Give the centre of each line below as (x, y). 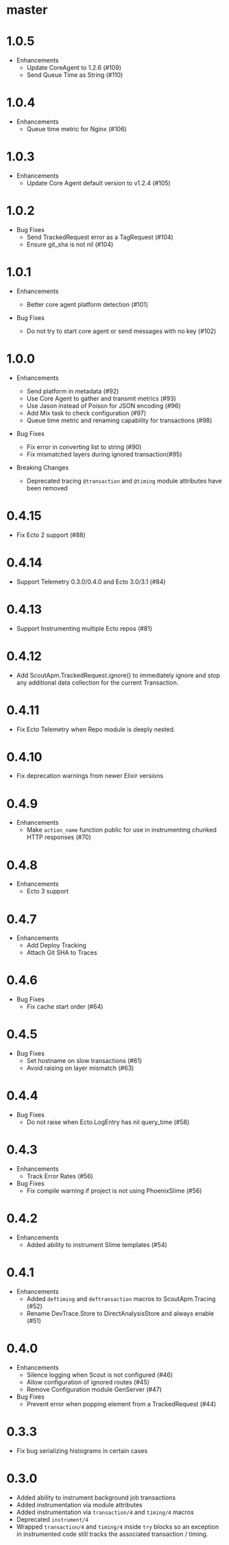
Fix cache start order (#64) (65, 1007)
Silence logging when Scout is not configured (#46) (99, 1375)
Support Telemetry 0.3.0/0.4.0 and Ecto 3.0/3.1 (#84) (91, 582)
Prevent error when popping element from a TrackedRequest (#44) (121, 1404)
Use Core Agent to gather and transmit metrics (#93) (101, 398)
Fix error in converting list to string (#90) (84, 447)
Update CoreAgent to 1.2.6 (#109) (74, 68)
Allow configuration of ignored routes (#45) (88, 1382)
